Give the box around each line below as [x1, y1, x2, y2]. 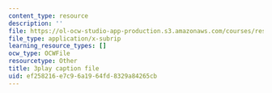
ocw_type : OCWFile [8, 49, 70, 57]
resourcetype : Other [8, 57, 79, 66]
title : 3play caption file [8, 65, 100, 73]
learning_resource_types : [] [8, 42, 107, 50]
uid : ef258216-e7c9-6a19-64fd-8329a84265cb [8, 72, 158, 80]
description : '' [8, 19, 63, 27]
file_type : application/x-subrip [8, 34, 121, 43]
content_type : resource [8, 11, 89, 20]
